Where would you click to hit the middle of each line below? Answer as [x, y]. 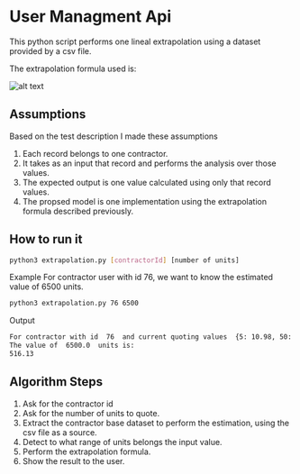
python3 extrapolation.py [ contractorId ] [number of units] [125, 260]
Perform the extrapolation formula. [86, 451]
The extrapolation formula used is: [73, 68]
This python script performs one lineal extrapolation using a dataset [135, 41]
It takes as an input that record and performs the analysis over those [149, 163]
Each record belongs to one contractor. [95, 153]
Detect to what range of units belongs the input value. [122, 442]
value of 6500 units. [46, 287]
